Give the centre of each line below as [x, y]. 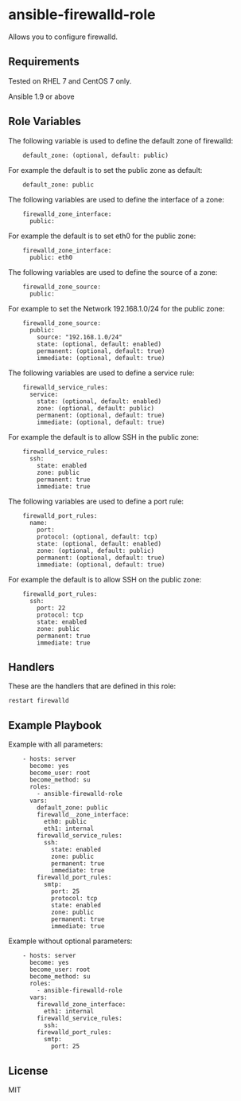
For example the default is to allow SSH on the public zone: [105, 579]
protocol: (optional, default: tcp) [97, 537]
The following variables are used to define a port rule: [96, 501]
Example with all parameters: [56, 744]
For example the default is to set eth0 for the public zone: [102, 236]
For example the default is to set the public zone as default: [105, 170]
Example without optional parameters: [70, 941]
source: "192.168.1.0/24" [80, 337]
